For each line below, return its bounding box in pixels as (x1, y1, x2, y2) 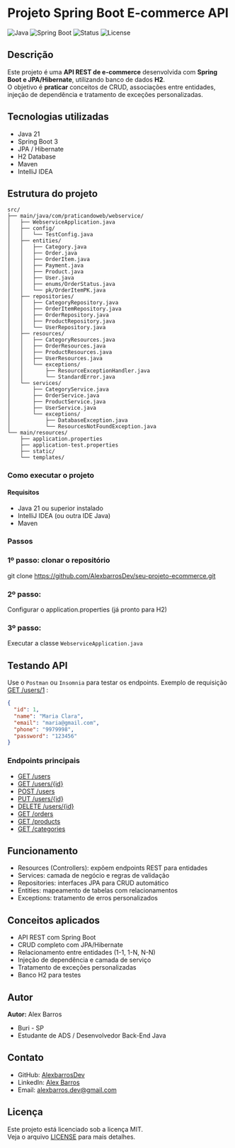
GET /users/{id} (17, 779, 64, 788)
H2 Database (17, 152, 57, 161)
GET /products (17, 817, 61, 825)
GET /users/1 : (7, 686, 49, 694)
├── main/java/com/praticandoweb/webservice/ (7, 212, 144, 220)
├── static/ (20, 448, 55, 455)
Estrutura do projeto (7, 188, 98, 200)
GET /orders (17, 809, 54, 818)
